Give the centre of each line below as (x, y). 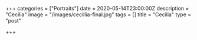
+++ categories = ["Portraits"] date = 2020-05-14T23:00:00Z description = (97, 8)
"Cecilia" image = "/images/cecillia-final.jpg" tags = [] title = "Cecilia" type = (98, 14)
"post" (13, 21)
